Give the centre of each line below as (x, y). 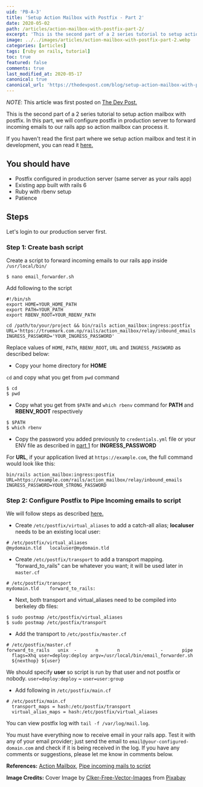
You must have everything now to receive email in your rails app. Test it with (101, 735)
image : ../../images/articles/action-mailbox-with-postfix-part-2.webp (98, 40)
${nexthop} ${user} (36, 661)
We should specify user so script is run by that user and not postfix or (93, 672)
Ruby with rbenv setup (43, 191)
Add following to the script (39, 288)
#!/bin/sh (19, 299)
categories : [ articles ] (36, 46)
